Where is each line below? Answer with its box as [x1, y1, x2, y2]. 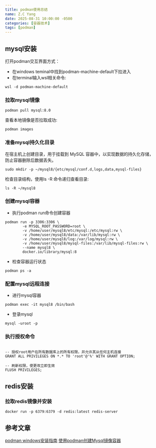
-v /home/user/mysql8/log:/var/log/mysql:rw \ [22, 237, 118, 242]
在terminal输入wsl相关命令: [12, 75, 66, 80]
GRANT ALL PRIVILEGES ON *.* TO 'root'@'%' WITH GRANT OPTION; [5, 354, 136, 359]
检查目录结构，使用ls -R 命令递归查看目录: [5, 176, 89, 182]
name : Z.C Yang [5, 12, 36, 17]
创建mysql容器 [5, 198, 40, 205]
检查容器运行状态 [12, 259, 47, 264]
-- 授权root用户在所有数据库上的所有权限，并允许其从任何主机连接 [5, 350, 122, 355]
